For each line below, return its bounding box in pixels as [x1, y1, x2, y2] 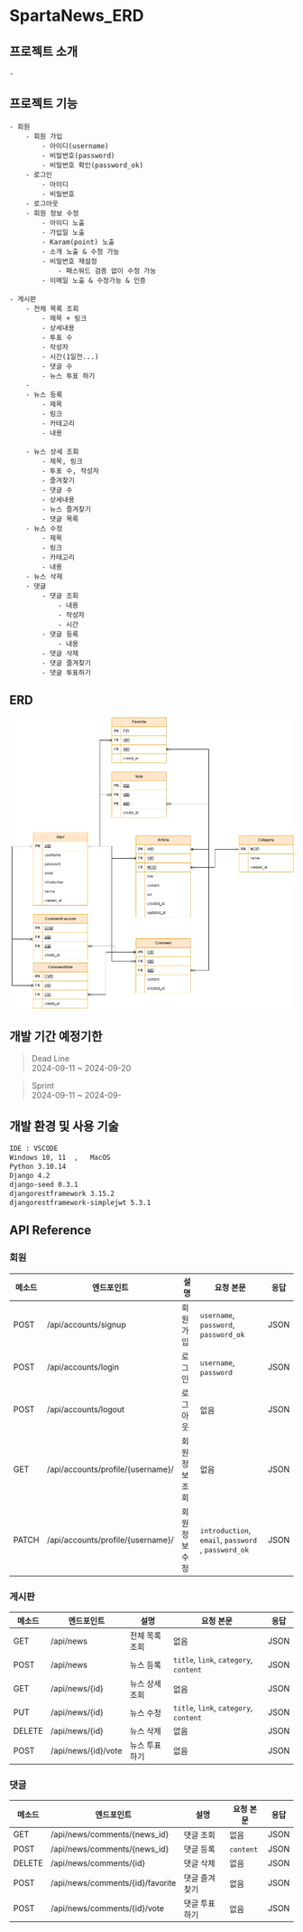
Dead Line [31, 1053, 70, 1064]
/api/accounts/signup [46, 1319, 126, 1330]
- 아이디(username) [41, 141, 110, 150]
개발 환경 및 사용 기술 [9, 1118, 119, 1134]
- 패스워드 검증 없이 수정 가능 [57, 266, 157, 276]
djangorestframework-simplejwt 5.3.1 [9, 1199, 151, 1208]
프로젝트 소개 [9, 43, 78, 59]
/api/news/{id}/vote [50, 1745, 123, 1756]
